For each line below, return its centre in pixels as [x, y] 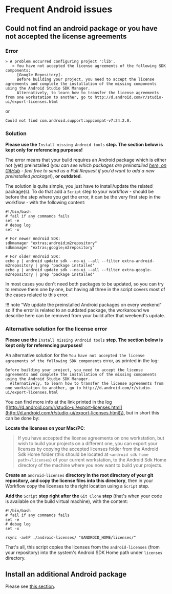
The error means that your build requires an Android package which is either [86, 160]
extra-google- [137, 270]
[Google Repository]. [40, 75]
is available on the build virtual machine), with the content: [67, 501]
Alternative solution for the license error [56, 329]
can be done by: [23, 419]
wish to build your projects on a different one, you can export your [88, 444]
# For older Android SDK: [33, 257]
